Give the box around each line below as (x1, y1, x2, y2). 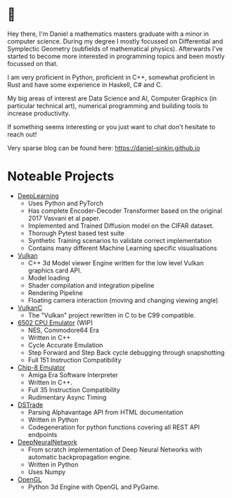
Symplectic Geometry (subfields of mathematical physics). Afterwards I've (7, 44, 223, 53)
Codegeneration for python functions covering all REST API (27, 423, 200, 431)
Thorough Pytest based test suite (27, 228, 125, 237)
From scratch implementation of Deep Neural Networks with (27, 445, 202, 454)
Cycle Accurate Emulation (27, 341, 103, 349)
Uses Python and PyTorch (27, 199, 103, 207)
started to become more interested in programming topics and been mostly (7, 52, 225, 60)
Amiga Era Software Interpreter (27, 370, 118, 379)
